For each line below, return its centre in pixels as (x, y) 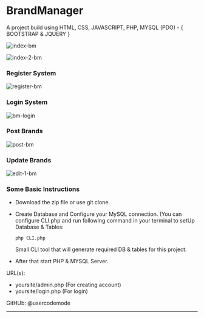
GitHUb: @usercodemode (39, 303)
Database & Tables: (39, 227)
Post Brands (25, 131)
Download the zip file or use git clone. (63, 202)
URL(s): (16, 273)
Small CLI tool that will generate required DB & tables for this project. (101, 249)
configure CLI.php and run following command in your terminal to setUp (105, 221)
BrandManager (45, 11)
